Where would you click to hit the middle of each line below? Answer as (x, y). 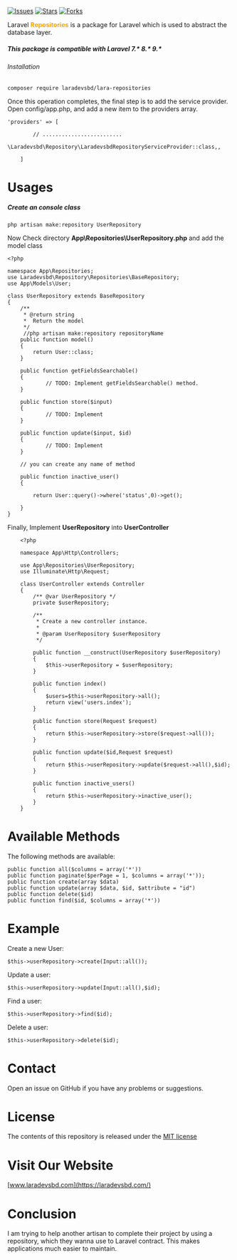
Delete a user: (28, 1027)
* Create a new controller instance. (92, 621)
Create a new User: (36, 948)
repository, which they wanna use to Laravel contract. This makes (104, 1241)
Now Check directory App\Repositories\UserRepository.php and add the (116, 238)
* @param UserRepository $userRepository (98, 634)
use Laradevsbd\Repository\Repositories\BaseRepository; (94, 277)
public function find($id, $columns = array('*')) (84, 900)
